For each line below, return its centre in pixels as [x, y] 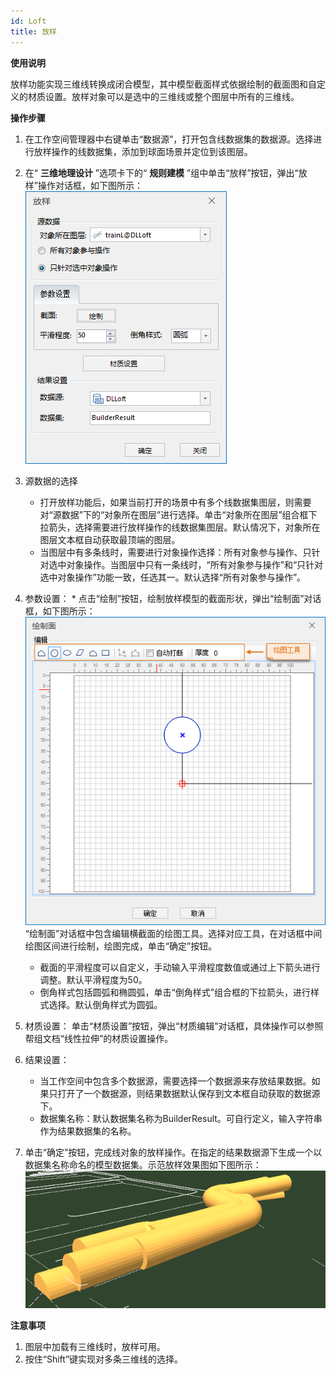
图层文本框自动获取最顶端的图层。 [110, 539]
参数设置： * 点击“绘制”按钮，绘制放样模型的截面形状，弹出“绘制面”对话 [173, 598]
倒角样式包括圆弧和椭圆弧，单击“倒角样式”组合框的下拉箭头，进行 [175, 992]
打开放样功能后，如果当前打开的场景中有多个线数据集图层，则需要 [175, 502]
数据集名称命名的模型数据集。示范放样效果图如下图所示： [143, 1165]
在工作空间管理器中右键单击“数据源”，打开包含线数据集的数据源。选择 [169, 139]
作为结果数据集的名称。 [88, 1131]
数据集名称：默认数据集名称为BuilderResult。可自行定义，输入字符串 [181, 1119]
